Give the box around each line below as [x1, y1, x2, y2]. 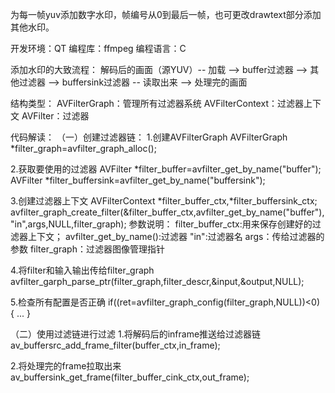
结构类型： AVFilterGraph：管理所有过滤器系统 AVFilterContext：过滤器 [10, 98, 304, 109]
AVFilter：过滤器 [21, 110, 90, 122]
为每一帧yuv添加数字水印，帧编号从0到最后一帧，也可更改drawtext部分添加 [10, 9, 322, 20]
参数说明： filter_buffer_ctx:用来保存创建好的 [128, 218, 313, 230]
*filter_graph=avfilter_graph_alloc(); [10, 143, 157, 154]
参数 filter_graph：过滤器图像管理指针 [10, 243, 165, 255]
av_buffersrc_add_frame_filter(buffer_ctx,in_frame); [10, 339, 221, 351]
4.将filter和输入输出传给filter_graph [10, 264, 155, 276]
